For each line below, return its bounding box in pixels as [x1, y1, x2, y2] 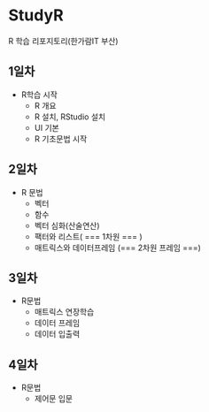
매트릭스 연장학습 [34, 307, 95, 317]
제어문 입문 [34, 393, 73, 404]
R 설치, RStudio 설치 [34, 111, 106, 122]
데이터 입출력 [34, 329, 81, 340]
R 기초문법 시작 [34, 134, 88, 144]
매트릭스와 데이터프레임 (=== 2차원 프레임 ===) [34, 242, 201, 253]
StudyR [8, 5, 64, 26]
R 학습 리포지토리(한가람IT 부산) [8, 35, 119, 46]
